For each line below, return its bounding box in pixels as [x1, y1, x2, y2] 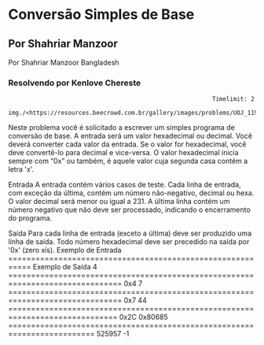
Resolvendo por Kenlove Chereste [8, 77, 141, 88]
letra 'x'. [8, 165, 35, 174]
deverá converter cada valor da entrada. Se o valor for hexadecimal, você [8, 139, 247, 149]
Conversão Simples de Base [8, 6, 195, 24]
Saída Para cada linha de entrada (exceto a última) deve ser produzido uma [8, 228, 252, 238]
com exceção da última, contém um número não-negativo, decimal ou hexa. [8, 188, 255, 198]
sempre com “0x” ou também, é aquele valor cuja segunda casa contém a [8, 156, 248, 166]
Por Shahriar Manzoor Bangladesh [8, 57, 119, 67]
